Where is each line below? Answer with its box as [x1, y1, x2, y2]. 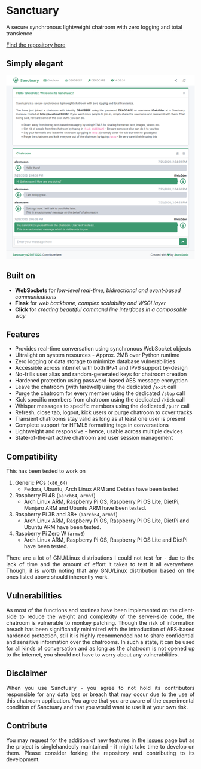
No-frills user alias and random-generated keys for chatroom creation [14, 370, 187, 378]
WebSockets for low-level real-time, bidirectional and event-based [14, 287, 181, 294]
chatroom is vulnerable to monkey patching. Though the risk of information [6, 619, 195, 627]
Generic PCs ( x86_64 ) [14, 479, 68, 487]
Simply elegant [6, 59, 64, 69]
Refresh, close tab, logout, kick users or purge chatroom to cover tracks [14, 409, 193, 416]
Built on [6, 270, 36, 281]
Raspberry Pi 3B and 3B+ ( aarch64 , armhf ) [14, 511, 118, 518]
